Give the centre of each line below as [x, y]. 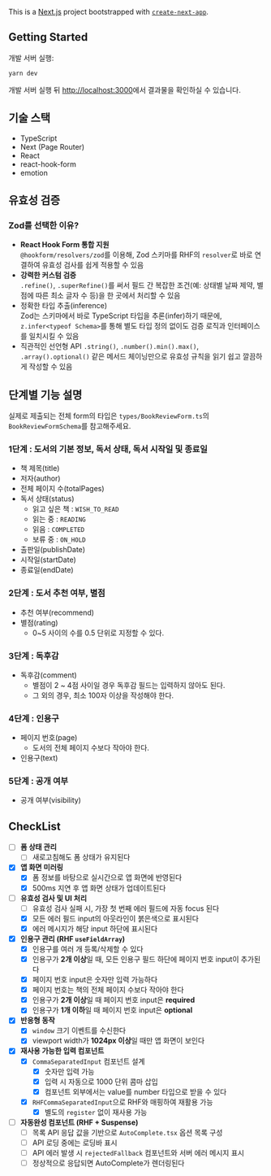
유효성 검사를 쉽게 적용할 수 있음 [93, 265]
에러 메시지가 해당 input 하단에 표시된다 [95, 928]
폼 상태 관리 [38, 847]
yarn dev [23, 73]
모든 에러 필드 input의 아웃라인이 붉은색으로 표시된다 [115, 918]
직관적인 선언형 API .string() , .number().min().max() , [109, 346]
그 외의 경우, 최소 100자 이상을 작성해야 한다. [103, 695]
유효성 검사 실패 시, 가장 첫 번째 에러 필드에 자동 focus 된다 [126, 908]
